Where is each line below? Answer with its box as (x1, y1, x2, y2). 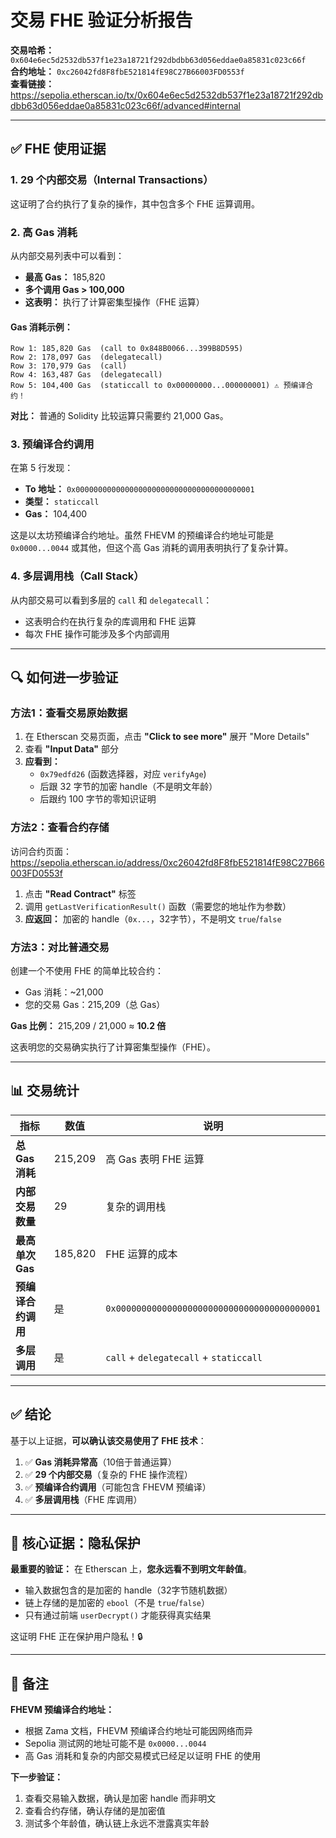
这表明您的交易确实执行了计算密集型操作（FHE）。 (10, 1041, 217, 1053)
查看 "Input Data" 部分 (24, 743, 120, 755)
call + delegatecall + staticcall (105, 1350, 263, 1364)
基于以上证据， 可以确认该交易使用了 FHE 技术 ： (10, 1434, 207, 1446)
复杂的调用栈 (105, 1199, 167, 1213)
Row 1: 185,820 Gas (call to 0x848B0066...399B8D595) (10, 344, 244, 354)
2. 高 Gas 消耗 (10, 225, 78, 239)
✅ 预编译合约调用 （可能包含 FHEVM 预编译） (24, 1481, 212, 1493)
